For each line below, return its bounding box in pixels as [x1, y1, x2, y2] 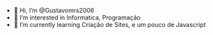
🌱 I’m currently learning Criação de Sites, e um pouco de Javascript [13, 21, 206, 28]
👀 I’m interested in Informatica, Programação [13, 13, 141, 22]
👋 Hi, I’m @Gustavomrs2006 [13, 7, 94, 14]
